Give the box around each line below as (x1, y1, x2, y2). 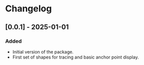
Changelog (5, 3, 52, 14)
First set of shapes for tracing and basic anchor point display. (12, 54, 139, 60)
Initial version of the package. (12, 49, 74, 55)
